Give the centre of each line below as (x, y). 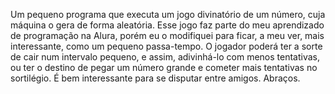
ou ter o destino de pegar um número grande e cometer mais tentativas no (164, 67)
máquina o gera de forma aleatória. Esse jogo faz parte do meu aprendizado (167, 25)
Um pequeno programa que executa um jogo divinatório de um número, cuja (168, 14)
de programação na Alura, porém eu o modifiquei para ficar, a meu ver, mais (167, 35)
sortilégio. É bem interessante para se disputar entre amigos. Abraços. (155, 78)
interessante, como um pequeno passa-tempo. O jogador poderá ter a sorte (166, 46)
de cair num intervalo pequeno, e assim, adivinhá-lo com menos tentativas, (165, 57)
